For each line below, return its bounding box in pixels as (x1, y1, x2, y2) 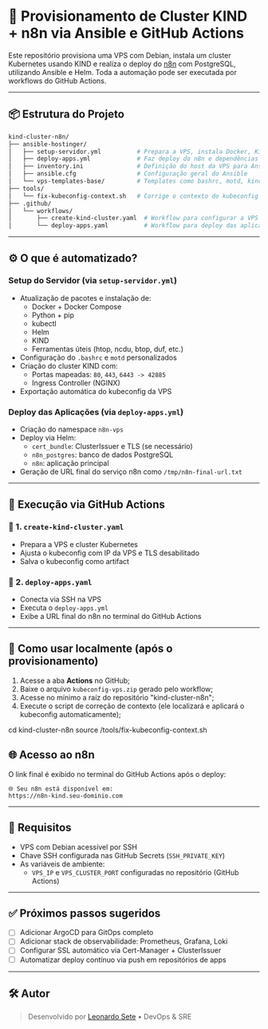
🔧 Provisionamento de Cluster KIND (8, 7, 248, 26)
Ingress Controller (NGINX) (31, 378, 121, 388)
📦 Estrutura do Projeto (8, 108, 125, 121)
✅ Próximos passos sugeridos (8, 906, 161, 920)
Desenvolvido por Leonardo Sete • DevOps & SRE (27, 1012, 192, 1022)
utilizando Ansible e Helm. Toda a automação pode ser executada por (8, 67, 237, 77)
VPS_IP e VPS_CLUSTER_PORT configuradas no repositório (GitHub (31, 867, 239, 877)
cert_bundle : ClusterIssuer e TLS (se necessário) (31, 442, 193, 451)
